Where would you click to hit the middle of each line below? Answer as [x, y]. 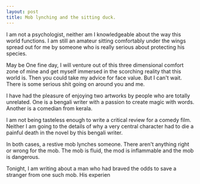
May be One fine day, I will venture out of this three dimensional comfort [95, 65]
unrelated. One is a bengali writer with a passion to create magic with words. [100, 102]
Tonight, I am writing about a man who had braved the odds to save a [91, 168]
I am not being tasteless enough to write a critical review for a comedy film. [99, 119]
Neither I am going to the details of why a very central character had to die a [100, 126]
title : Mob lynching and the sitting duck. [61, 17]
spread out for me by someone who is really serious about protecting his [96, 47]
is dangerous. [23, 157]
